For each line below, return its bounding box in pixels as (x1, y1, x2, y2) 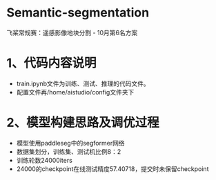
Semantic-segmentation (6, 5, 150, 21)
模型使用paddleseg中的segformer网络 (16, 139, 125, 147)
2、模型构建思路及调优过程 (6, 115, 159, 130)
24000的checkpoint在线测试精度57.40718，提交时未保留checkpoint (16, 164, 209, 173)
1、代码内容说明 (6, 55, 97, 71)
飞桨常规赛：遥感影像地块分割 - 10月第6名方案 (6, 28, 138, 37)
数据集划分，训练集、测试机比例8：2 (16, 147, 121, 156)
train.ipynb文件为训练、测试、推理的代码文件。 (16, 79, 150, 88)
